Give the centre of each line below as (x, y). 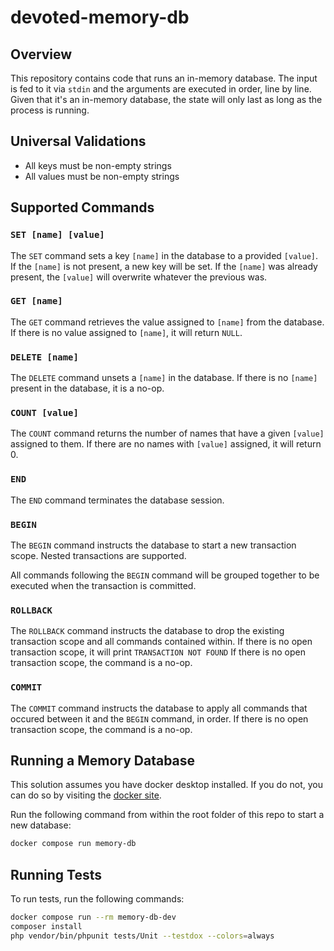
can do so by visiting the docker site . (86, 795)
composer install (46, 926)
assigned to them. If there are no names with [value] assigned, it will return (166, 444)
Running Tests (56, 874)
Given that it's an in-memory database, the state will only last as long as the (166, 99)
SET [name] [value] (57, 235)
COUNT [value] (44, 413)
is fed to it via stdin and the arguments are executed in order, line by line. (161, 89)
